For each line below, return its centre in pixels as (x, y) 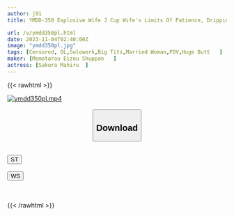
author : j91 (24, 14)
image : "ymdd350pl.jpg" (42, 46)
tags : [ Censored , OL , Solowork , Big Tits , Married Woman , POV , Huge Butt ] (115, 52)
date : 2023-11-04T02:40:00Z (48, 39)
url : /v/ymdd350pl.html (42, 33)
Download (117, 128)
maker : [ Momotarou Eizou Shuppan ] (62, 59)
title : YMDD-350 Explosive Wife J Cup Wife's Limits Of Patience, (106, 20)
